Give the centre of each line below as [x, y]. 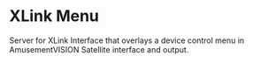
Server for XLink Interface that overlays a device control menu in [127, 40]
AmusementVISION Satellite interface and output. [99, 49]
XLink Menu [54, 16]
